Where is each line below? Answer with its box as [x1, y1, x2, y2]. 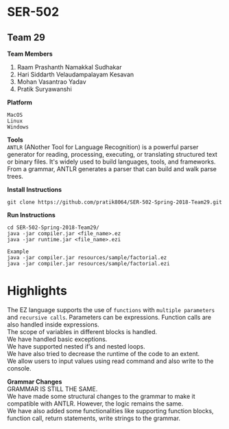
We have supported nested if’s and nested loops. [7, 342, 145, 351]
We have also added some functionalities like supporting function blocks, [7, 406, 214, 415]
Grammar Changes [7, 377, 62, 386]
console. [7, 364, 32, 372]
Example [7, 248, 29, 255]
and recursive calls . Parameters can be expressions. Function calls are [7, 313, 211, 321]
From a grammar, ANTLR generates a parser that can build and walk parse [7, 165, 217, 173]
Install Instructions [7, 186, 62, 193]
